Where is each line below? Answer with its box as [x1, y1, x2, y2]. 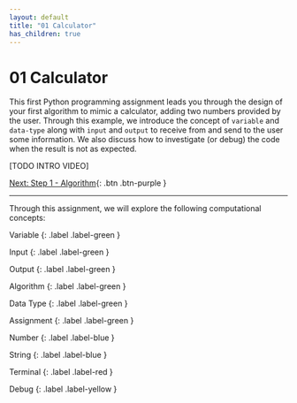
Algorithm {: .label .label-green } [9, 281, 126, 292]
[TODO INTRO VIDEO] [9, 161, 89, 171]
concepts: [9, 213, 46, 224]
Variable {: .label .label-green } [9, 230, 121, 240]
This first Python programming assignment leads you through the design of [9, 96, 283, 107]
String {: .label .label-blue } [9, 350, 108, 361]
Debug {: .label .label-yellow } [9, 384, 118, 394]
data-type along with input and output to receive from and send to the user [9, 125, 284, 135]
